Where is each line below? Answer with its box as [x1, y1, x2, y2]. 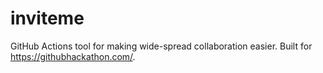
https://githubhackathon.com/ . [10, 50, 136, 62]
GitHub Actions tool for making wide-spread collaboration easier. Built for [10, 40, 313, 52]
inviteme [10, 7, 85, 30]
